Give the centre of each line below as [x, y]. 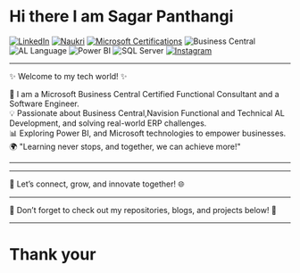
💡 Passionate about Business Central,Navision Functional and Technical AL [147, 112]
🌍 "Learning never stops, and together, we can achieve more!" [125, 146]
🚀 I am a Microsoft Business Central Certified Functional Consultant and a [144, 94]
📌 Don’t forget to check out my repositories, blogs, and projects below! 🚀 [143, 210]
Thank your [53, 255]
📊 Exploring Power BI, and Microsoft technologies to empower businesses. [148, 133]
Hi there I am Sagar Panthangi [121, 17]
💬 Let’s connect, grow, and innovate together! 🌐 [97, 184]
